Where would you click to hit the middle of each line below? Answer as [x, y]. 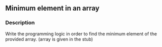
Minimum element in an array [53, 8]
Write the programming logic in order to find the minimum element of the [81, 34]
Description [20, 23]
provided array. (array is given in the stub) [49, 39]
